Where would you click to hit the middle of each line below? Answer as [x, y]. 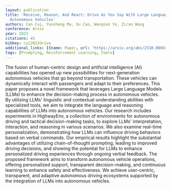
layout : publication [27, 10]
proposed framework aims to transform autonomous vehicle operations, [81, 159]
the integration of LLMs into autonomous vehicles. [58, 181]
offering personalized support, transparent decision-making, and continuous [85, 165]
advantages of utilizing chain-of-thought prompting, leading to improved [81, 143]
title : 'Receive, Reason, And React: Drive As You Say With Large [77, 15]
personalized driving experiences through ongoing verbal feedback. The [81, 154]
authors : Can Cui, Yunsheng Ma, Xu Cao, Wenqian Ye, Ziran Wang [75, 24]
